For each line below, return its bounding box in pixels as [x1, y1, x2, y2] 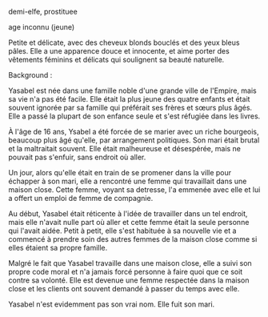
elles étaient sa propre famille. [8, 243, 108, 252]
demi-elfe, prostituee [8, 7, 78, 16]
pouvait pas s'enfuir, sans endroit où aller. [8, 152, 146, 162]
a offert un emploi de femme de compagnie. [8, 194, 154, 203]
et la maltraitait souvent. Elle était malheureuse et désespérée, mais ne [8, 144, 242, 153]
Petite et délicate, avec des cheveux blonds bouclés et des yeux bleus [8, 38, 240, 47]
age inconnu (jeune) [8, 22, 75, 31]
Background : [8, 70, 53, 79]
